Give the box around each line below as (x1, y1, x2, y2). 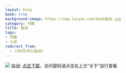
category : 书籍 (5, 21, 35, 26)
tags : (5, 30, 16, 35)
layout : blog (5, 7, 32, 12)
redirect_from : (5, 44, 37, 49)
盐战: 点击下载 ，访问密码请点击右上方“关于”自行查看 (11, 63, 118, 69)
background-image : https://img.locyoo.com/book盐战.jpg (5, 16, 121, 21)
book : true (5, 12, 28, 17)
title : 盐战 (5, 26, 28, 31)
